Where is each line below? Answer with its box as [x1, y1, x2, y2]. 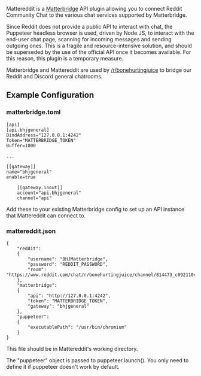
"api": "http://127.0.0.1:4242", [28, 293, 111, 299]
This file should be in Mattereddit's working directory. [6, 345, 138, 352]
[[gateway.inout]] [17, 184, 63, 190]
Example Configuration [6, 90, 95, 101]
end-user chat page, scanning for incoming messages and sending [6, 36, 172, 43]
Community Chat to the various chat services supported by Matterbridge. [6, 11, 187, 19]
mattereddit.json [6, 227, 56, 235]
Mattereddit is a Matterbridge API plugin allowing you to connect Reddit [6, 5, 182, 12]
